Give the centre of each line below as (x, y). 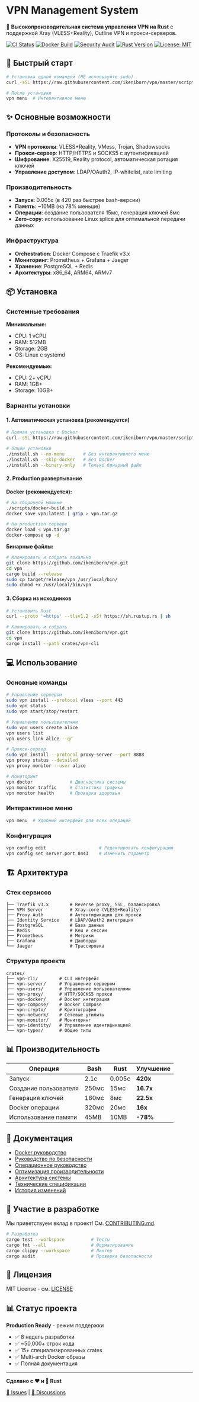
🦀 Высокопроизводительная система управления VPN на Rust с (90, 27)
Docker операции (34, 1108)
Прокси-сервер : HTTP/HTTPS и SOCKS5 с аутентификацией (92, 153)
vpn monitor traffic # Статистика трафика (65, 787)
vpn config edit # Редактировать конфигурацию (90, 848)
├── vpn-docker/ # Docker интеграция (58, 999)
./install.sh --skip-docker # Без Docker (61, 460)
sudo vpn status (26, 706)
